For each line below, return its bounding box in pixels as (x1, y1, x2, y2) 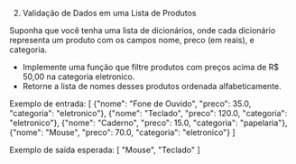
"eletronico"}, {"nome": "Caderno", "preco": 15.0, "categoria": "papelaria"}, (9, 117, 288, 128)
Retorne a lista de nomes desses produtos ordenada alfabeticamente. (22, 81, 282, 91)
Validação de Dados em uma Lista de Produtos (22, 8, 197, 18)
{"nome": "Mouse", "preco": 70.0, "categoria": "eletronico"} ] (9, 127, 236, 138)
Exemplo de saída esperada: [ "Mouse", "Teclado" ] (9, 144, 200, 155)
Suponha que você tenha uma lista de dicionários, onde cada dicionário (9, 25, 276, 35)
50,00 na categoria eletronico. (22, 71, 135, 82)
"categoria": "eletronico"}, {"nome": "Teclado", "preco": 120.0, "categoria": (9, 108, 288, 118)
